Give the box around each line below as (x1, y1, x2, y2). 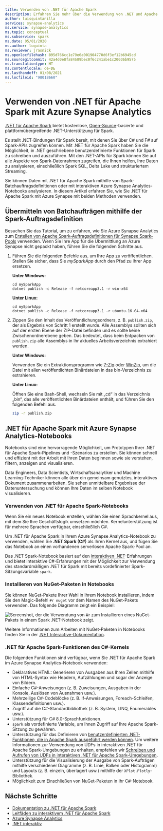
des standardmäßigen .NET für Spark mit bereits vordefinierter (5, 564, 130, 569)
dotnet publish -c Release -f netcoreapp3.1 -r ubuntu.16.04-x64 (12, 308, 147, 313)
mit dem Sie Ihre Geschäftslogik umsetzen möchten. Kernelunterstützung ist (5, 519, 158, 525)
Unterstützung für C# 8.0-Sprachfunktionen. (12, 716, 102, 722)
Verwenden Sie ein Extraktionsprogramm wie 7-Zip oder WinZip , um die (12, 361, 157, 368)
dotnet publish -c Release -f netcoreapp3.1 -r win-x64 (12, 286, 128, 291)
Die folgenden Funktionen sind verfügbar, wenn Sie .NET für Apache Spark (5, 655, 156, 661)
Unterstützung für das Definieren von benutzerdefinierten (12, 732, 128, 737)
